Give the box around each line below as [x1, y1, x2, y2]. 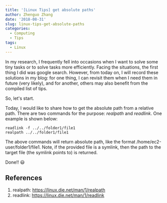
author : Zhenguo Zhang [5, 12, 53, 17]
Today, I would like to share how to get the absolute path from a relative [5, 105, 154, 111]
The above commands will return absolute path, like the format [5, 139, 136, 145]
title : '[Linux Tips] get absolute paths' [5, 7, 96, 13]
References [5, 174, 42, 182]
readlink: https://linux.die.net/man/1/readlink [12, 192, 104, 198]
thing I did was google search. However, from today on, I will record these [5, 69, 159, 76]
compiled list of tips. [5, 85, 47, 91]
